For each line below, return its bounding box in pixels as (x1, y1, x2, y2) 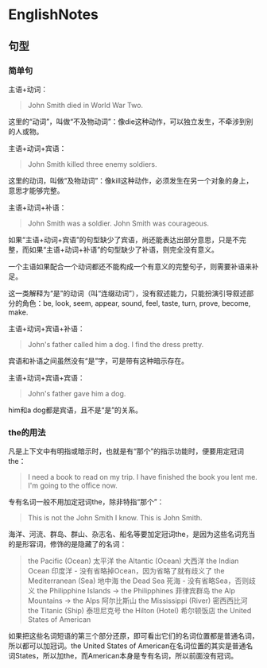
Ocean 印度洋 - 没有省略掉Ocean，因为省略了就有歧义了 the (27, 566, 225, 576)
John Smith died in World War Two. (27, 100, 144, 110)
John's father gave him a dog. (27, 388, 126, 398)
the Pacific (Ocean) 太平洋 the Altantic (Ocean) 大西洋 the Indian (27, 556, 239, 566)
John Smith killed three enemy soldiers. (27, 159, 157, 168)
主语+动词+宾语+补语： (8, 323, 85, 333)
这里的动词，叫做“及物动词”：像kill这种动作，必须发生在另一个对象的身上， (8, 176, 253, 185)
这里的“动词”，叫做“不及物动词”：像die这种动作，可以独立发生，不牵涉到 (8, 117, 246, 126)
